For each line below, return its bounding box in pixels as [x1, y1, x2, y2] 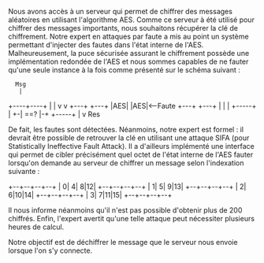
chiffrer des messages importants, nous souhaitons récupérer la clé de [8, 24, 239, 32]
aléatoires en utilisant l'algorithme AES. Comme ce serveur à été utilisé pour [8, 15, 255, 24]
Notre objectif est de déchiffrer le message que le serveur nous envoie [8, 238, 238, 246]
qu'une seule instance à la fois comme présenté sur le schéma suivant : [8, 65, 240, 74]
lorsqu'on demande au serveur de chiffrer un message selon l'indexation [8, 158, 244, 168]
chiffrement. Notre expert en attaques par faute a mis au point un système [8, 31, 250, 41]
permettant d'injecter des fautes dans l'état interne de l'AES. [8, 40, 204, 50]
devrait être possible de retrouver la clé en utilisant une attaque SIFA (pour [8, 133, 250, 143]
